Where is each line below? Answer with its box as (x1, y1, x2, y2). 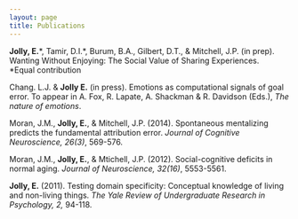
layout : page (9, 12, 58, 22)
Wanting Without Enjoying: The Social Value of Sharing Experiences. (9, 55, 260, 66)
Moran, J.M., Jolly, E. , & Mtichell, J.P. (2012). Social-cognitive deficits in (9, 153, 273, 164)
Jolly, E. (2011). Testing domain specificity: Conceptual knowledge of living (9, 180, 285, 191)
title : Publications (9, 21, 86, 30)
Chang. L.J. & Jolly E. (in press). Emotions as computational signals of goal (9, 82, 285, 92)
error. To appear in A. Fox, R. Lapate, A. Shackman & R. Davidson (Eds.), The (9, 90, 289, 102)
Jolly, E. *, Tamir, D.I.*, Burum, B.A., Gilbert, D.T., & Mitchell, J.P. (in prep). (9, 45, 275, 56)
